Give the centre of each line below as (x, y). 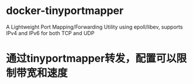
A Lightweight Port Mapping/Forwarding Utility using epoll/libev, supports (94, 27)
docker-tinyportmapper (65, 11)
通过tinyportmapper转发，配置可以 (91, 59)
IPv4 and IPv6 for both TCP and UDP (50, 33)
